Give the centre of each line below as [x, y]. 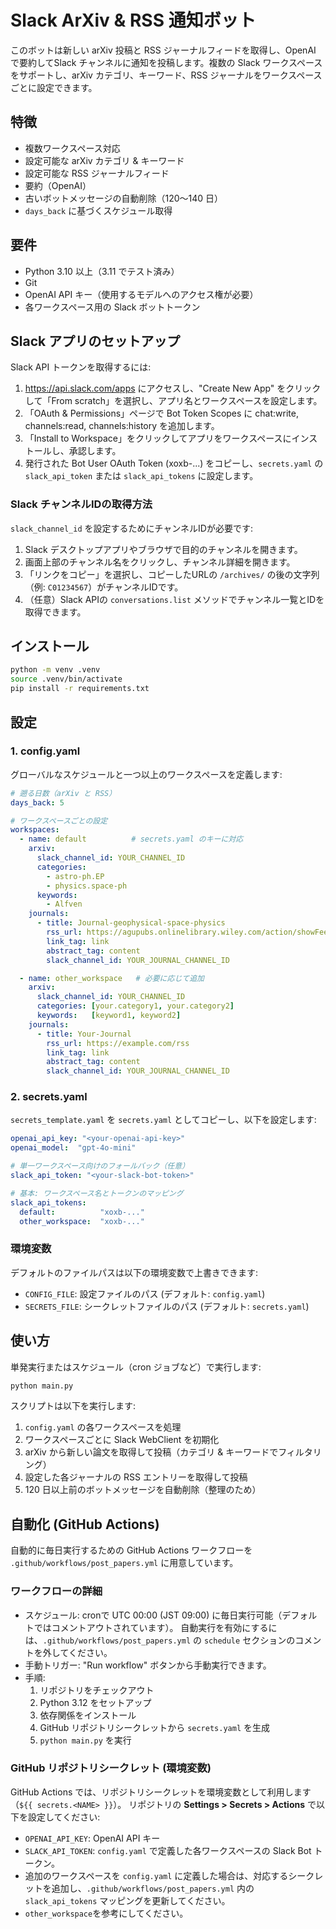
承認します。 [95, 451]
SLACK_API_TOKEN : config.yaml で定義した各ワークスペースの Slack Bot [168, 1850]
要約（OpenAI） [58, 185]
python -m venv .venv [55, 670]
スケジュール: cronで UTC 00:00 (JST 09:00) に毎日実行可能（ [153, 1615]
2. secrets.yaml [49, 1097]
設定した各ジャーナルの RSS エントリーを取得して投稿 [136, 1477]
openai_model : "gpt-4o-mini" [73, 1148]
